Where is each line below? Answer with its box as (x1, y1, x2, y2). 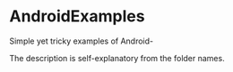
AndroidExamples (9, 6, 145, 27)
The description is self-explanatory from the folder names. (9, 52, 226, 63)
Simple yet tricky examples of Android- (9, 36, 154, 46)
